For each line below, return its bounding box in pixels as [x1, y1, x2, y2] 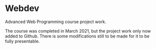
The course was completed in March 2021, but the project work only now [5, 28, 151, 34]
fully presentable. [5, 38, 40, 44]
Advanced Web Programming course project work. [5, 19, 107, 24]
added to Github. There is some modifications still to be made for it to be [5, 33, 150, 39]
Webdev [5, 3, 40, 14]
